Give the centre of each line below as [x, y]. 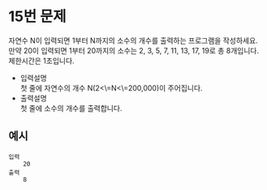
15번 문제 [37, 17]
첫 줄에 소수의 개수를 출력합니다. [71, 108]
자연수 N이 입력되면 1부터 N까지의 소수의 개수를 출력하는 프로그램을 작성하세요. [133, 40]
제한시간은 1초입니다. [41, 61]
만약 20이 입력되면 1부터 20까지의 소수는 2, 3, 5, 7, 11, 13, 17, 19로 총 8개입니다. [134, 50]
